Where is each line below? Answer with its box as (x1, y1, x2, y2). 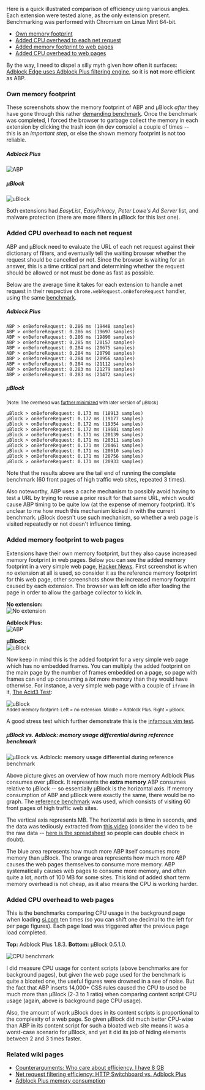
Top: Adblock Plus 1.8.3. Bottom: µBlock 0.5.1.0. (6, 941, 127, 948)
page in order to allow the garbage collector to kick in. (6, 588, 143, 596)
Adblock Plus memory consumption (15, 1077, 106, 1084)
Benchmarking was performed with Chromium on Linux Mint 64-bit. (6, 18, 177, 25)
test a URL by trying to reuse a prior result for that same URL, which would (6, 494, 194, 502)
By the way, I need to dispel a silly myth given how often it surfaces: (6, 61, 177, 69)
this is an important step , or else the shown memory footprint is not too (6, 130, 185, 137)
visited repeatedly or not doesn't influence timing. (6, 520, 132, 528)
